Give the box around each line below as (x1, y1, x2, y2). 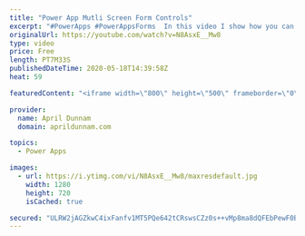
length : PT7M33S (9, 55, 71, 64)
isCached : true (25, 197, 84, 206)
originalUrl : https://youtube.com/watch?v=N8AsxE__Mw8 (9, 30, 221, 39)
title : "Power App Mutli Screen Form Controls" (9, 13, 193, 23)
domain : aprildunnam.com (17, 122, 112, 132)
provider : (9, 105, 47, 114)
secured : (9, 213, 43, 222)
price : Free (9, 47, 54, 56)
